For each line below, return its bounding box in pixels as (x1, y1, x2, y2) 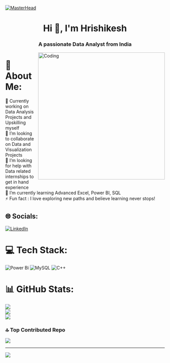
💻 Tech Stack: (5, 245, 68, 256)
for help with (5, 163, 32, 169)
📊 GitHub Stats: (5, 283, 74, 295)
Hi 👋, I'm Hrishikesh (42, 23, 127, 34)
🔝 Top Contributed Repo (5, 326, 66, 333)
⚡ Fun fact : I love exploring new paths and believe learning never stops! (5, 196, 155, 202)
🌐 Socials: (5, 212, 38, 221)
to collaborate (5, 136, 34, 142)
